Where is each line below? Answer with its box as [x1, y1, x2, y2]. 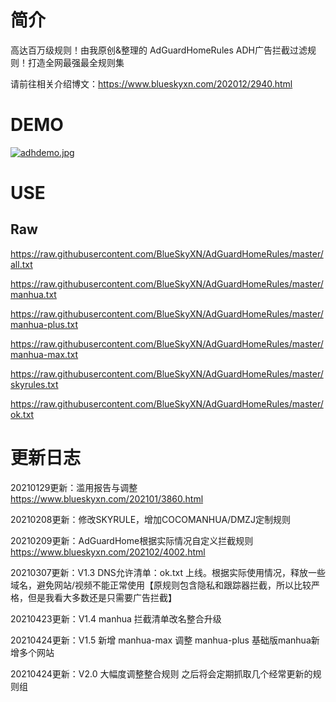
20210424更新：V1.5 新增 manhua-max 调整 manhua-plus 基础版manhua [10, 634, 312, 646]
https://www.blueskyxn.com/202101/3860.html [10, 492, 204, 505]
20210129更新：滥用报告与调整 [10, 481, 138, 493]
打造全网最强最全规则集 [27, 56, 125, 68]
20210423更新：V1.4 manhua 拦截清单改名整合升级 [10, 612, 222, 625]
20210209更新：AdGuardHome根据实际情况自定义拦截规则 [10, 534, 254, 546]
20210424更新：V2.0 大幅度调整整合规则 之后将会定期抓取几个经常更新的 [10, 667, 313, 680]
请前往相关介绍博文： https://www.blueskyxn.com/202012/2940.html [10, 77, 293, 90]
